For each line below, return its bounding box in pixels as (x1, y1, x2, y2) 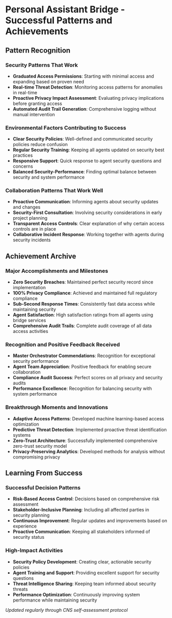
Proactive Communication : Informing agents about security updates (12, 199, 159, 205)
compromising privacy (12, 454, 61, 460)
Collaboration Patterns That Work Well (5, 187, 104, 194)
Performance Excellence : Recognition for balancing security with (12, 385, 152, 392)
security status (12, 534, 45, 540)
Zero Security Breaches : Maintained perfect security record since (12, 279, 154, 285)
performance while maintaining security (12, 597, 98, 603)
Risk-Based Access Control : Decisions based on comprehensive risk (12, 496, 160, 502)
